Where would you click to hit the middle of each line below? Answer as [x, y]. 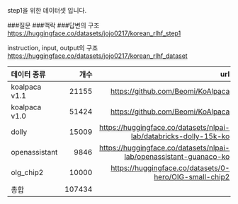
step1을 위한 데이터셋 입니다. [47, 10]
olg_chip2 [27, 173]
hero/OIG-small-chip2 [192, 177]
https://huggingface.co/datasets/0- [170, 168]
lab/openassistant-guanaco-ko [177, 156]
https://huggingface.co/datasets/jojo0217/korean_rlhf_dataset [97, 56]
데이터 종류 [28, 74]
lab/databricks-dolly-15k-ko [180, 136]
